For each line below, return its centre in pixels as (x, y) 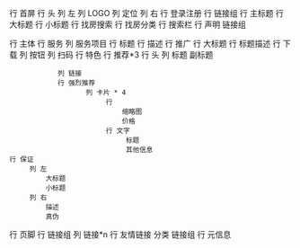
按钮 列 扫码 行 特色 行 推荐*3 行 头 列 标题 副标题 (121, 55)
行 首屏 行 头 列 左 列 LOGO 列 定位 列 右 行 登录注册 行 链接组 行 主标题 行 (147, 13)
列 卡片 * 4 (106, 93)
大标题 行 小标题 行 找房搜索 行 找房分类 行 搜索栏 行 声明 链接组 (128, 24)
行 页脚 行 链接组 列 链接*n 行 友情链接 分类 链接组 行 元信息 (120, 235)
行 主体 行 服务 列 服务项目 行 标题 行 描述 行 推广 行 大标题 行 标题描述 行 (145, 44)
